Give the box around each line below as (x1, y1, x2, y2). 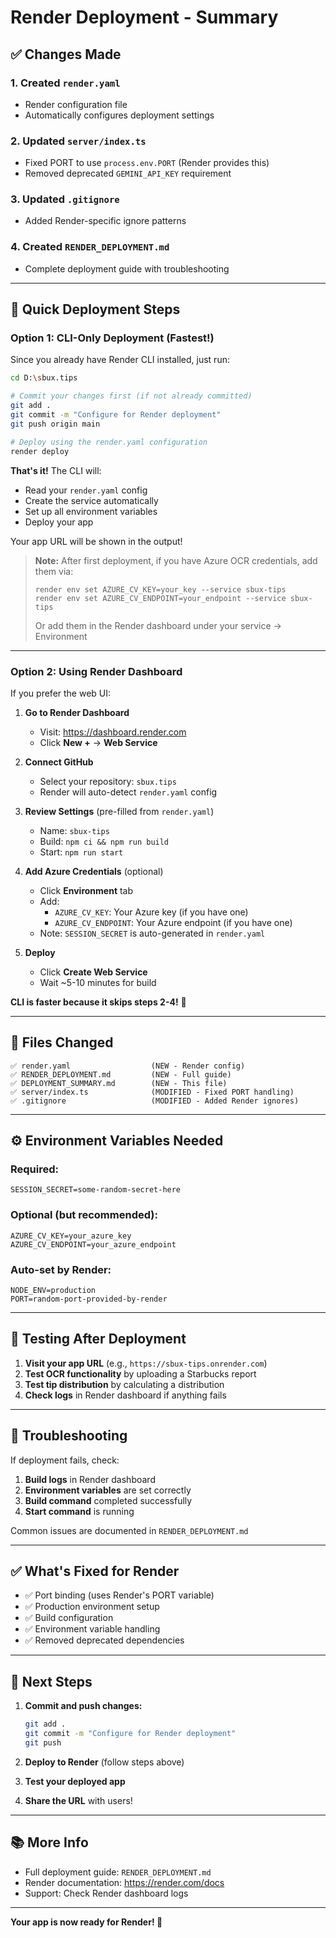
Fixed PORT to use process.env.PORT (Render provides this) (24, 157, 270, 169)
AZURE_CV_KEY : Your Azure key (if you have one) (54, 906, 249, 918)
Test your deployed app (24, 1775, 126, 1787)
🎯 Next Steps (10, 1673, 93, 1690)
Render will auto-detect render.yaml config (39, 786, 218, 798)
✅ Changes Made (10, 46, 122, 63)
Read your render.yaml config (24, 484, 148, 496)
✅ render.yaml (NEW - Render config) (10, 1061, 246, 1071)
